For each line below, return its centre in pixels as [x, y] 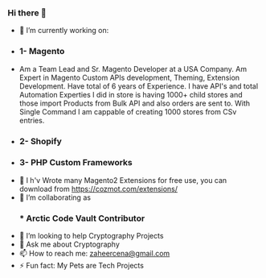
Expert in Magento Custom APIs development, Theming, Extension [129, 77]
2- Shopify [40, 141]
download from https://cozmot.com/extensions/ [98, 189]
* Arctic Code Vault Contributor [82, 218]
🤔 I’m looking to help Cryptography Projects [91, 236]
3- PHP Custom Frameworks [76, 163]
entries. [32, 120]
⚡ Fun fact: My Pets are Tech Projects [81, 266]
